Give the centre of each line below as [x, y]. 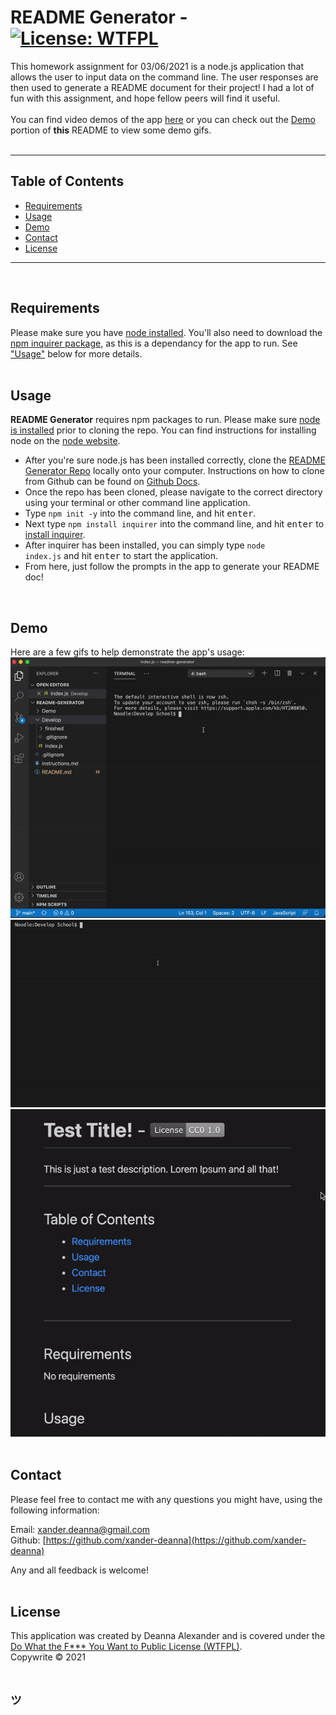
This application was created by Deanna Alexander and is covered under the [168, 1636]
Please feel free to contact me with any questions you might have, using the [166, 1499]
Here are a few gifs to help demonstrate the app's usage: [127, 652]
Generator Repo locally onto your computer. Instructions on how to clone [174, 471]
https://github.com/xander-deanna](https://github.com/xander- [176, 1540]
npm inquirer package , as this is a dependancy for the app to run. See [154, 343]
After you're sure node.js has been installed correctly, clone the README [175, 460]
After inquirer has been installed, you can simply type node [145, 545]
